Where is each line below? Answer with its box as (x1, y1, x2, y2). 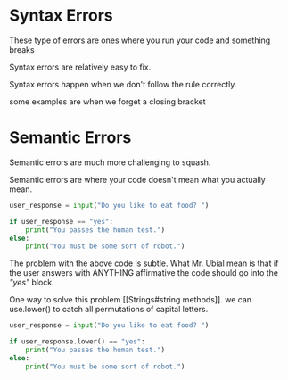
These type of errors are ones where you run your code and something (9, 35, 271, 45)
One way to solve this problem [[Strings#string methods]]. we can (9, 294, 252, 305)
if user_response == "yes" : (9, 217, 114, 226)
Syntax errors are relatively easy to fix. (9, 62, 152, 72)
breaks (9, 44, 35, 54)
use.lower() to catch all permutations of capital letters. (9, 304, 209, 315)
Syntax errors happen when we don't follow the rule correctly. (9, 78, 237, 89)
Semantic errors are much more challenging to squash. (9, 157, 211, 168)
